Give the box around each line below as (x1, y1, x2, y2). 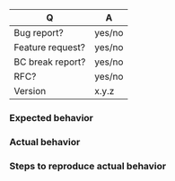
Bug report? (13, 27, 65, 39)
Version (13, 85, 47, 97)
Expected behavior (9, 111, 94, 124)
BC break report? (13, 56, 86, 68)
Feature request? (13, 41, 85, 53)
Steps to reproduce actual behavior (9, 159, 167, 172)
